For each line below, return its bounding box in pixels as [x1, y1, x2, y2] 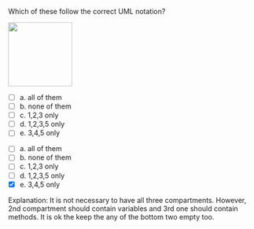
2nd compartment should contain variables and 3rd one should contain [8, 204, 238, 213]
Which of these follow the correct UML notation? [8, 7, 166, 16]
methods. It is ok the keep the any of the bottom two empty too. [8, 212, 215, 221]
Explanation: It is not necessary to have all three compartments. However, [8, 195, 247, 205]
